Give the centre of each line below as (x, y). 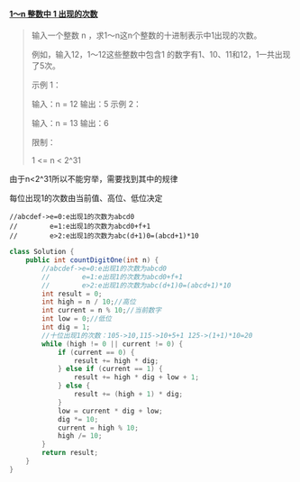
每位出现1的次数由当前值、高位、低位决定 (86, 198)
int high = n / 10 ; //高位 (89, 302)
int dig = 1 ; (66, 327)
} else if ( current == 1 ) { (110, 369)
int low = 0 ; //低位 (77, 319)
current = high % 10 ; (98, 428)
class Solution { (42, 252)
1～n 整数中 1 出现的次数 (54, 14)
